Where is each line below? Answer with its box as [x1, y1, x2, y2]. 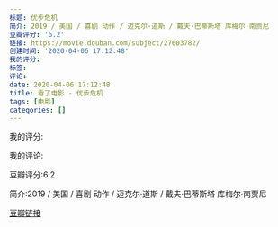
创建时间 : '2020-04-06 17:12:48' [9, 47, 130, 56]
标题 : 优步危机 [9, 13, 58, 23]
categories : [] [9, 105, 67, 114]
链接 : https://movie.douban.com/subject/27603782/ [9, 38, 201, 48]
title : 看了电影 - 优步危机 [9, 88, 103, 97]
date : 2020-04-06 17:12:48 [9, 80, 111, 89]
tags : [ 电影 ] [9, 96, 56, 106]
